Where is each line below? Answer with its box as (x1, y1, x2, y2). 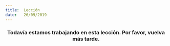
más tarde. (72, 35, 100, 42)
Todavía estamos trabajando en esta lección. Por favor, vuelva (7, 29, 165, 36)
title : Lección (5, 7, 40, 13)
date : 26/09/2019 (5, 12, 47, 17)
